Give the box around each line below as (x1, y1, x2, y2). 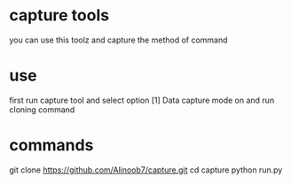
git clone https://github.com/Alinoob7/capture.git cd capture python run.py (9, 165, 283, 175)
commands (9, 135, 94, 156)
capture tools (9, 5, 109, 26)
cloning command (9, 103, 75, 115)
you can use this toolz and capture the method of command (9, 34, 228, 45)
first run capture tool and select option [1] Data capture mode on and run (9, 95, 275, 105)
